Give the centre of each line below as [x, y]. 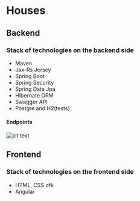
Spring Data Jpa [35, 89]
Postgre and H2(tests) [43, 108]
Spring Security [34, 82]
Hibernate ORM [34, 95]
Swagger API [31, 102]
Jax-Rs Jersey [33, 70]
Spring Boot [30, 76]
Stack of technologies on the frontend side [70, 172]
